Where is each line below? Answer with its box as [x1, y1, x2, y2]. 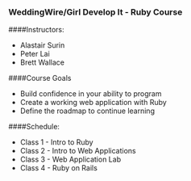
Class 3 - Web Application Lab [19, 154, 122, 164]
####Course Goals [8, 74, 72, 83]
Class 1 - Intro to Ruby [19, 137, 94, 147]
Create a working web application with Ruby [19, 98, 167, 107]
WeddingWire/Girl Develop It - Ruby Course [8, 6, 183, 18]
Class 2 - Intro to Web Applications [19, 146, 136, 156]
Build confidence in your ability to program [19, 89, 162, 99]
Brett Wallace [19, 57, 65, 67]
